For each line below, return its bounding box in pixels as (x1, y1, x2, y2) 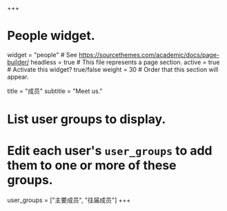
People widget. (7, 28, 95, 43)
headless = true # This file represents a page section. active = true (30, 58, 220, 66)
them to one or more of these (7, 158, 177, 173)
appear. (7, 72, 29, 81)
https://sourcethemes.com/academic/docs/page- (78, 50, 219, 59)
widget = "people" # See (7, 50, 78, 59)
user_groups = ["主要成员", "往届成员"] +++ (7, 196, 131, 204)
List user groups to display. (7, 112, 166, 128)
